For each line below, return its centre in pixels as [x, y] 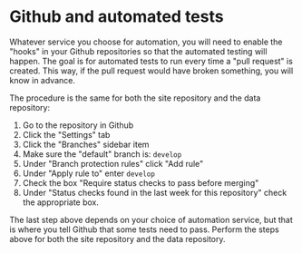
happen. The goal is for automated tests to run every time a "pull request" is [151, 61]
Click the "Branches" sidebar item [86, 144]
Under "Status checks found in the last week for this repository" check [155, 192]
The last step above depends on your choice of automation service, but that [151, 219]
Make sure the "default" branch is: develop [102, 154]
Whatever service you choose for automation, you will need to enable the [146, 42]
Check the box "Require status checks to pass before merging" [141, 182]
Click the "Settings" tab [66, 134]
